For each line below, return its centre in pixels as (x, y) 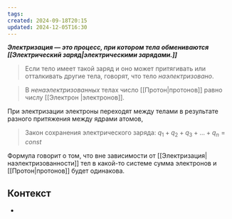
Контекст (29, 193)
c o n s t (33, 142)
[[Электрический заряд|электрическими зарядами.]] (93, 55)
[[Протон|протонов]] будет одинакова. (66, 171)
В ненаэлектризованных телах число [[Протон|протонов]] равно (123, 90)
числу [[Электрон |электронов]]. (74, 97)
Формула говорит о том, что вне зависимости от (82, 156)
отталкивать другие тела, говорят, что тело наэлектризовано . (120, 76)
